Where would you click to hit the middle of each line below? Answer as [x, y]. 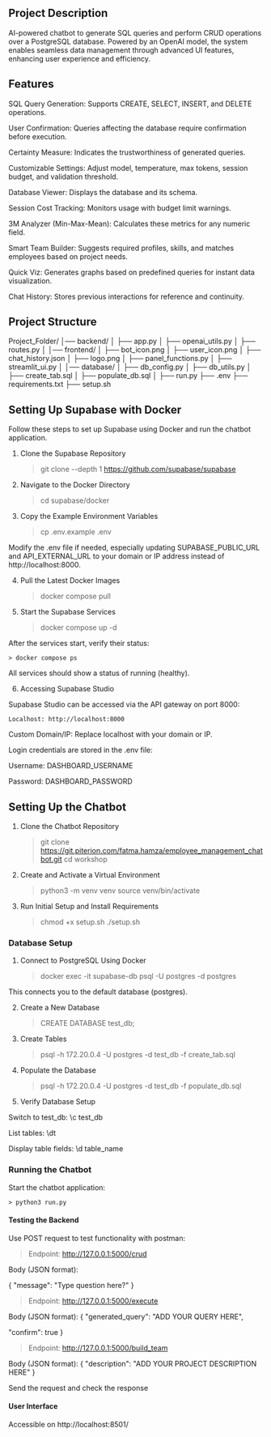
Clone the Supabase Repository [73, 453]
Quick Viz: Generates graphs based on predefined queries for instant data [131, 272]
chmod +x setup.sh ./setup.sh [90, 922]
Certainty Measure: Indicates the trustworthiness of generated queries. [127, 152]
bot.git [51, 859]
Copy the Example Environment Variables [89, 517]
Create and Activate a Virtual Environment [90, 875]
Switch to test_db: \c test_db [56, 1117]
